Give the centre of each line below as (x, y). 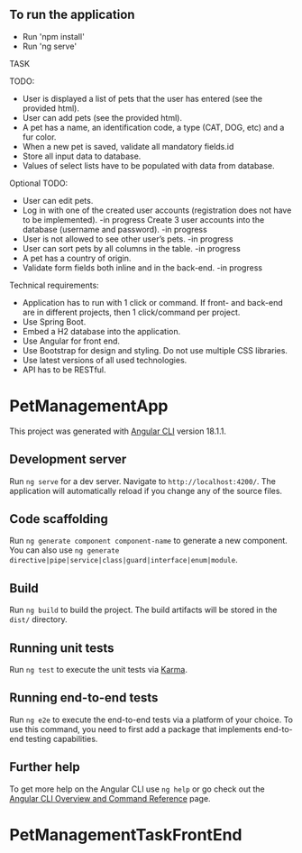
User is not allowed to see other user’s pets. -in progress (128, 239)
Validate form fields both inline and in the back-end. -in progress (142, 267)
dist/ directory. (38, 619)
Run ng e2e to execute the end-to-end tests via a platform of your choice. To (151, 720)
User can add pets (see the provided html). (102, 117)
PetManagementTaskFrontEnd (126, 835)
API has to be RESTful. (64, 370)
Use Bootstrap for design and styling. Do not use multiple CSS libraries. (155, 350)
